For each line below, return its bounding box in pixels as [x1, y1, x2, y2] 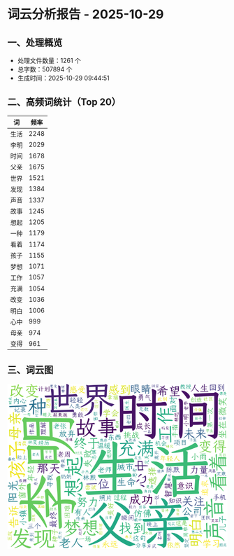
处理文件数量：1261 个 [17, 57, 82, 64]
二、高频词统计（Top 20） [7, 96, 121, 109]
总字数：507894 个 [17, 65, 73, 74]
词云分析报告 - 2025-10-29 [7, 6, 164, 22]
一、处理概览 [7, 36, 63, 48]
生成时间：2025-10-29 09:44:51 [17, 74, 110, 82]
